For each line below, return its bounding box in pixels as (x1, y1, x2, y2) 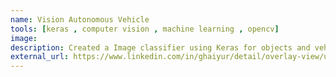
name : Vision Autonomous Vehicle (10, 14, 150, 25)
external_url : (10, 52, 70, 62)
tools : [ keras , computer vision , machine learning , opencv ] (10, 24, 280, 34)
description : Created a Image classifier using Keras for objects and (10, 42, 311, 53)
